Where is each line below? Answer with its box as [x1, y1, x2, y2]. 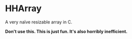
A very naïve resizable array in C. [5, 19, 72, 25]
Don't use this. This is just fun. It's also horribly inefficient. [5, 28, 128, 34]
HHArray [5, 3, 42, 14]
